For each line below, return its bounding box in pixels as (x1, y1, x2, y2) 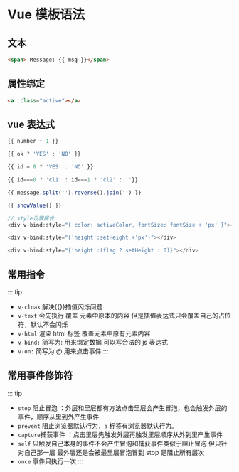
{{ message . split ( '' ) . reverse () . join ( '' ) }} (7, 189, 142, 196)
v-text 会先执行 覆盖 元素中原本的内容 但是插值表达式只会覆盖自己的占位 (17, 311, 231, 320)
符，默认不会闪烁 (17, 320, 68, 328)
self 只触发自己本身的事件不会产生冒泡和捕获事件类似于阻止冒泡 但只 (17, 439, 222, 448)
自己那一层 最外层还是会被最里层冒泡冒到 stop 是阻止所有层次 (23, 448, 205, 456)
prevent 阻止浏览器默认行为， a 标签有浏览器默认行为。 (17, 421, 178, 430)
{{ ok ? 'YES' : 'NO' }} (7, 151, 81, 158)
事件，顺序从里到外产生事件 (17, 412, 100, 421)
